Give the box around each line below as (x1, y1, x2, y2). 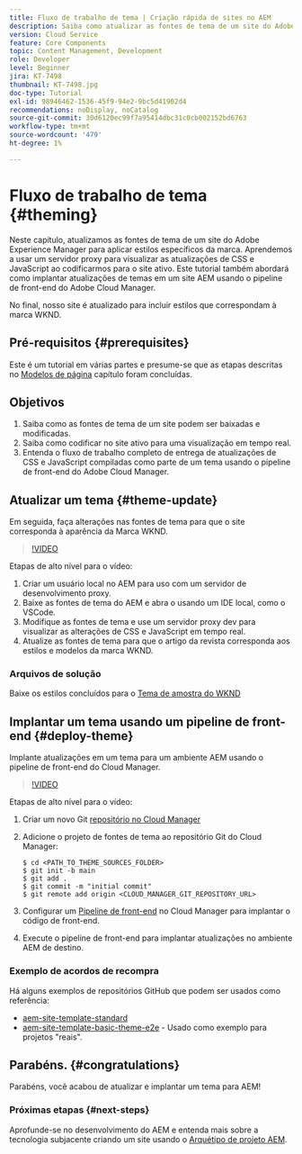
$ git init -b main (22, 866, 96, 876)
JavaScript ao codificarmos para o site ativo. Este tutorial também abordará (9, 263, 289, 274)
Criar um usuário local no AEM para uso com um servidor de (22, 578, 247, 590)
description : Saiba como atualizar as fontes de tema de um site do (9, 22, 271, 31)
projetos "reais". (22, 1032, 83, 1042)
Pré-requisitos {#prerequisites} (9, 335, 190, 351)
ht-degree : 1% (9, 139, 63, 148)
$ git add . (22, 874, 67, 883)
